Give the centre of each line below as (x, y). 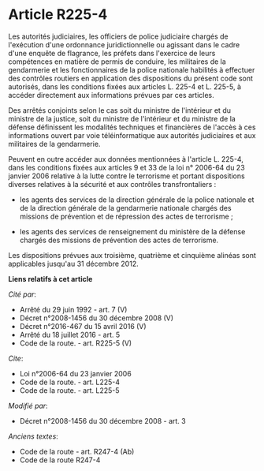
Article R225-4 (58, 15)
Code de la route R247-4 (60, 460)
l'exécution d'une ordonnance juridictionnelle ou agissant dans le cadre (124, 44)
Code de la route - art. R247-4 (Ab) (77, 451)
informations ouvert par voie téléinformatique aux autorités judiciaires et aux (132, 135)
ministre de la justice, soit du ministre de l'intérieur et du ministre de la (122, 118)
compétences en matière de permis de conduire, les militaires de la (117, 62)
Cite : (16, 358)
